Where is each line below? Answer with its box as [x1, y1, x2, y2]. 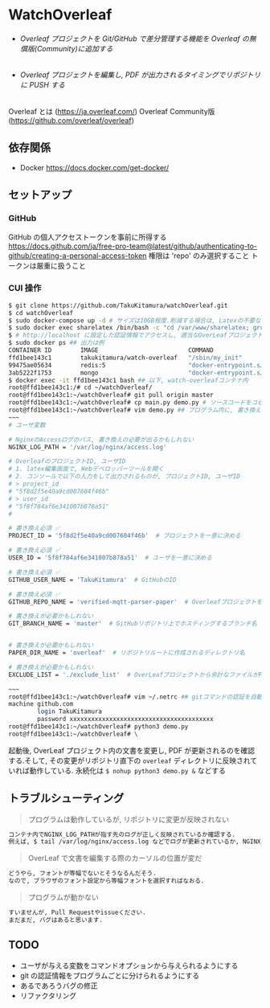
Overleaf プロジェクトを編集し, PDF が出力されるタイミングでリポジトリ [19, 70, 261, 80]
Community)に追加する [36, 43, 113, 53]
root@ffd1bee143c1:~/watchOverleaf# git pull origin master [8, 391, 215, 400]
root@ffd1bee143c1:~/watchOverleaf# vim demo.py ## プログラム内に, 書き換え [8, 406, 261, 415]
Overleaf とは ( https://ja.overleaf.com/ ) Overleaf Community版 [8, 107, 215, 116]
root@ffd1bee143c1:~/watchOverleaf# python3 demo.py [8, 723, 189, 731]
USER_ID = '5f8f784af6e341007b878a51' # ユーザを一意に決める [8, 554, 213, 562]
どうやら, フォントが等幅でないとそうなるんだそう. [8, 870, 157, 878]
